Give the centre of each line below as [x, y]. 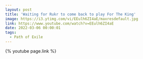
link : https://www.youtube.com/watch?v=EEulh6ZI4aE [59, 23]
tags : [11, 32]
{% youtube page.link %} [31, 51]
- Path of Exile [26, 37]
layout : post [19, 10]
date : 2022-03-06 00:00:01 [33, 28]
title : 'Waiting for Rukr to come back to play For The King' [71, 14]
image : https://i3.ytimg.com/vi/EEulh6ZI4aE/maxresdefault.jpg [72, 19]
